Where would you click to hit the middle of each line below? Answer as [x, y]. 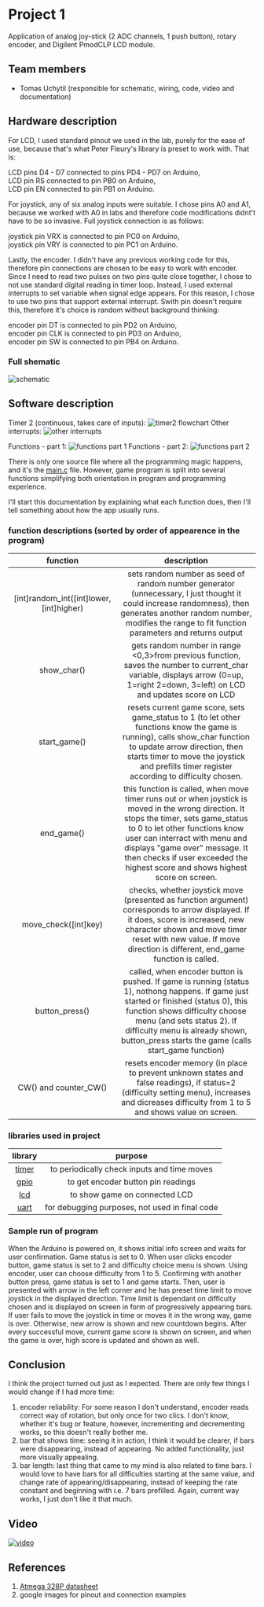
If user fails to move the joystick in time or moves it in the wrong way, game [130, 1315]
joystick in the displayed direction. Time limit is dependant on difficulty [122, 1298]
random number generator [186, 583]
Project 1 [37, 15]
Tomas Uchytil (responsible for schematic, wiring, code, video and [127, 88]
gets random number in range [186, 645]
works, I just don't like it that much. [76, 1499]
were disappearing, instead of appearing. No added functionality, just [132, 1449]
